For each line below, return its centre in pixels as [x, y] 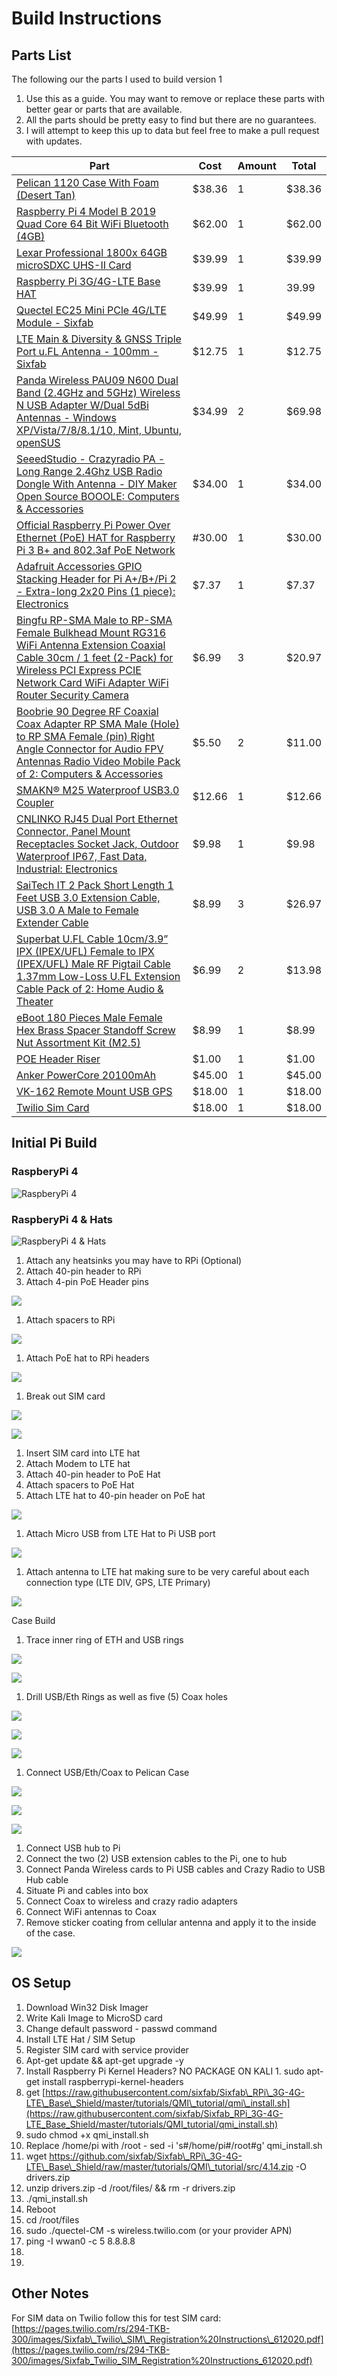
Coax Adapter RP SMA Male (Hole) [98, 724]
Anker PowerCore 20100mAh [86, 1075]
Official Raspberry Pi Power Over [93, 525]
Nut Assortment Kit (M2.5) [78, 1042]
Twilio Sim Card [53, 1107]
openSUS [38, 442]
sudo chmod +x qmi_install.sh [87, 2134]
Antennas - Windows [66, 417]
